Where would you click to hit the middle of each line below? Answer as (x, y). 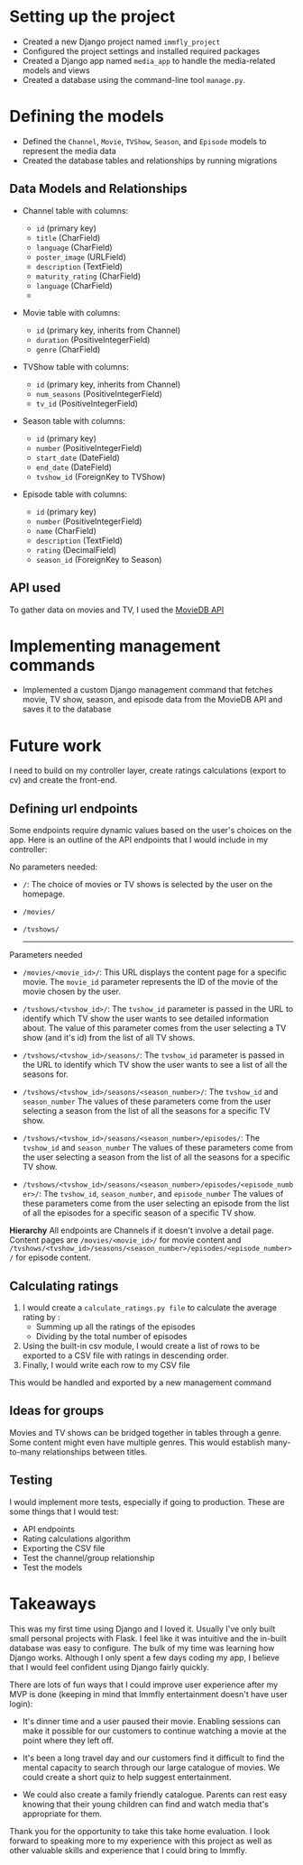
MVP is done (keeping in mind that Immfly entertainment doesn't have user (148, 1694)
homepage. (44, 894)
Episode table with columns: (75, 494)
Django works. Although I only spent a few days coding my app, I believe (144, 1658)
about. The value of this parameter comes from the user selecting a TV (154, 1028)
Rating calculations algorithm (76, 1539)
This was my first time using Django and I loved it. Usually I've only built (142, 1629)
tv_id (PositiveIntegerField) (87, 403)
